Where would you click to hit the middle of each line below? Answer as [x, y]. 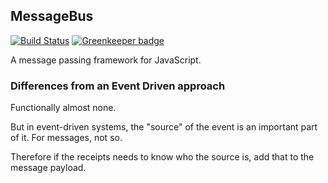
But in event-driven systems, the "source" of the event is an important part [164, 127]
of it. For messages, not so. [66, 138]
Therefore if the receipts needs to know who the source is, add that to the [162, 157]
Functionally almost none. [63, 108]
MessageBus [52, 16]
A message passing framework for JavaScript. [106, 60]
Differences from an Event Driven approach [118, 86]
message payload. [48, 168]
